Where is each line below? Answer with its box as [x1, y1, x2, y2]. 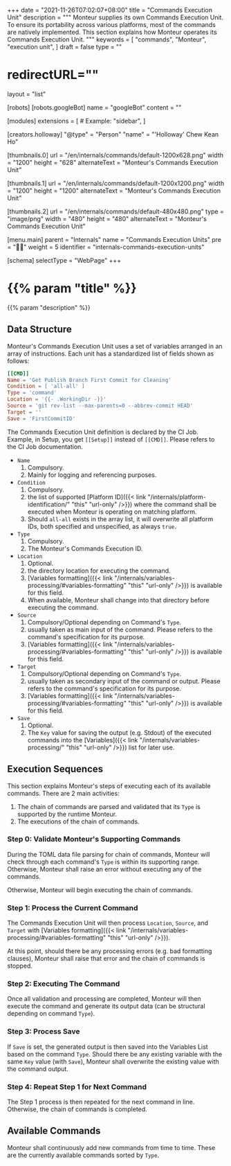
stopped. [7, 961, 33, 970]
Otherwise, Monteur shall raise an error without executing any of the [7, 864, 202, 873]
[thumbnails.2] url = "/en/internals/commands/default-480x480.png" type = [7, 207, 225, 216]
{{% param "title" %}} [7, 281, 137, 297]
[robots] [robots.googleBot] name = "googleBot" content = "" [7, 103, 182, 112]
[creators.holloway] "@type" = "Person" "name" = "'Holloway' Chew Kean [7, 130, 219, 138]
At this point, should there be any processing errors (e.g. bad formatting [7, 947, 212, 955]
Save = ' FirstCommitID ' [7, 415, 76, 422]
